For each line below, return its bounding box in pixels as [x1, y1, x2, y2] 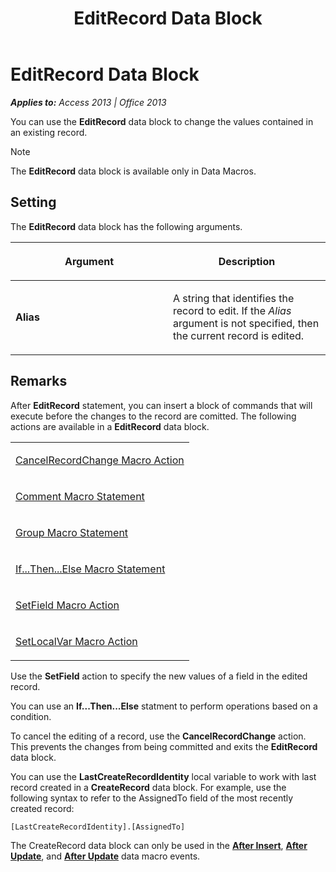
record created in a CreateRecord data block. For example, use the [10, 781, 287, 793]
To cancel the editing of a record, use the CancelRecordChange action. [10, 730, 307, 742]
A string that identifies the [173, 291, 295, 305]
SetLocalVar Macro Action [15, 634, 138, 648]
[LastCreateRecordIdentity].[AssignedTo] [10, 822, 186, 832]
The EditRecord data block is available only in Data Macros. [10, 165, 257, 177]
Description [218, 254, 276, 268]
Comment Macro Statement [15, 489, 145, 503]
